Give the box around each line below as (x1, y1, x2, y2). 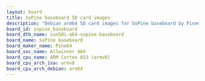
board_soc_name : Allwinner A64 (6, 49, 86, 55)
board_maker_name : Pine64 (6, 43, 72, 49)
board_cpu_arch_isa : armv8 (6, 60, 75, 66)
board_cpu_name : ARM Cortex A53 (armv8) (6, 54, 111, 60)
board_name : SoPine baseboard (6, 37, 84, 43)
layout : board (6, 9, 43, 15)
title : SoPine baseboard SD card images (6, 15, 111, 21)
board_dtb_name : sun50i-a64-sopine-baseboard (6, 32, 124, 38)
